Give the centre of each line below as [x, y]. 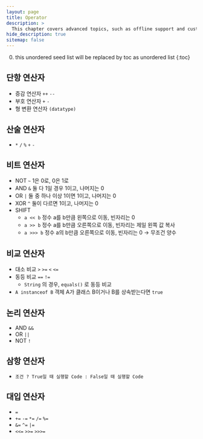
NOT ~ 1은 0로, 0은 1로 [42, 181]
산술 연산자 [26, 130]
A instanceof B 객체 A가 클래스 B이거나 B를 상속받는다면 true [89, 292]
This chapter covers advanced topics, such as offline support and [98, 29]
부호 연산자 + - [32, 101]
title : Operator [27, 18]
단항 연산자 [26, 78]
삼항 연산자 [26, 361]
